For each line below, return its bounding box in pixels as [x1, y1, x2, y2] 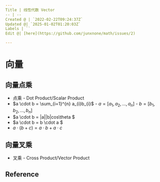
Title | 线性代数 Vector [5, 7, 55, 13]
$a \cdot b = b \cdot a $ [12, 119, 63, 125]
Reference [5, 170, 39, 178]
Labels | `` [5, 26, 31, 31]
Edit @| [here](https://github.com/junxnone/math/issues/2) [5, 31, 136, 36]
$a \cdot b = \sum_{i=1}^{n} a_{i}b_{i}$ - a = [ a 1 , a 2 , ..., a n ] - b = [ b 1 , [12, 101, 155, 108]
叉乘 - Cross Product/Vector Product [12, 155, 90, 161]
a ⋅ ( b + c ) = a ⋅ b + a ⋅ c [12, 125, 63, 131]
